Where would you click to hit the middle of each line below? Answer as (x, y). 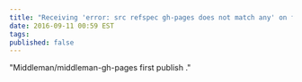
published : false (42, 42)
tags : (19, 34)
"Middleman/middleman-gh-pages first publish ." (100, 68)
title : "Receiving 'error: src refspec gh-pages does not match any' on (148, 17)
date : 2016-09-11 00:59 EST (62, 26)
